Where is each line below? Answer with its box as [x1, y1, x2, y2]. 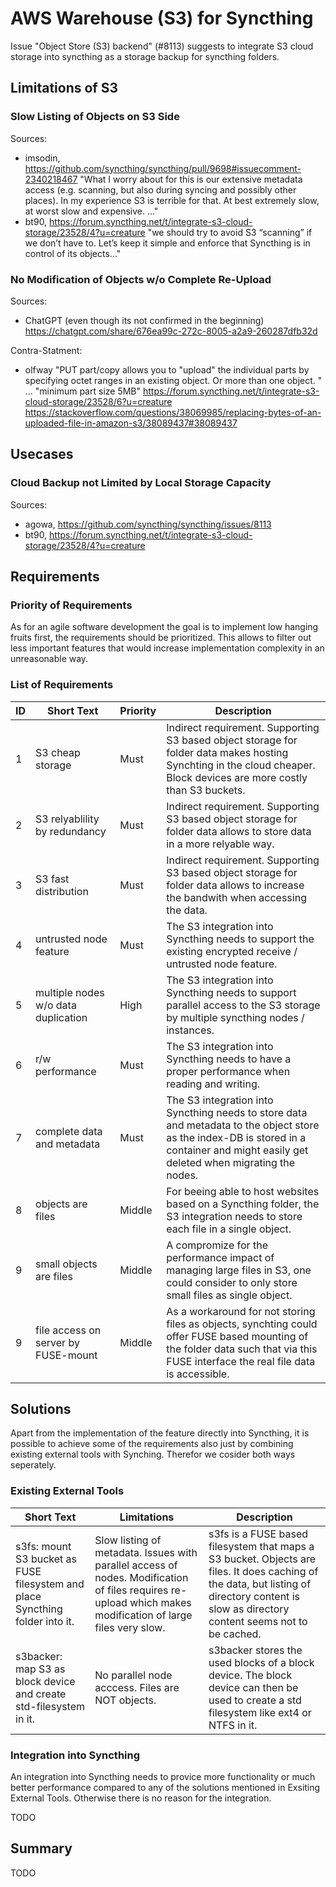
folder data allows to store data [166, 824, 312, 838]
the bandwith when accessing [166, 890, 307, 904]
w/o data [35, 998, 77, 1012]
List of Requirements [10, 678, 114, 692]
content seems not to [208, 1614, 308, 1628]
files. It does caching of [208, 1564, 319, 1578]
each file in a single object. [166, 1222, 292, 1236]
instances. [166, 1023, 215, 1037]
